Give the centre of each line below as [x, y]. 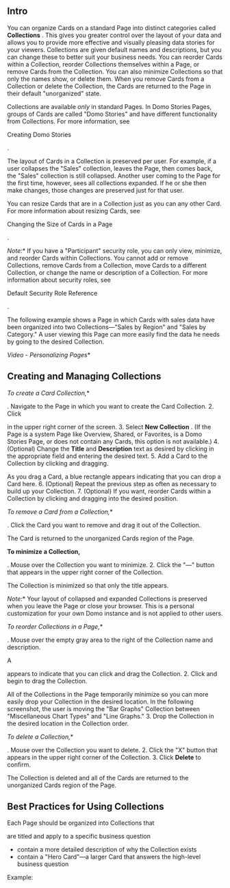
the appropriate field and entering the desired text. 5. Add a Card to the [107, 456]
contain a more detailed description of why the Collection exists [107, 850]
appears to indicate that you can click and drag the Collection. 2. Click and [112, 673]
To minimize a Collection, [44, 551]
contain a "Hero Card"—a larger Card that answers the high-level [108, 857]
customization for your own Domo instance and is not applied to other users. [115, 613]
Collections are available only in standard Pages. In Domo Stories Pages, [110, 106]
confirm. [19, 765]
